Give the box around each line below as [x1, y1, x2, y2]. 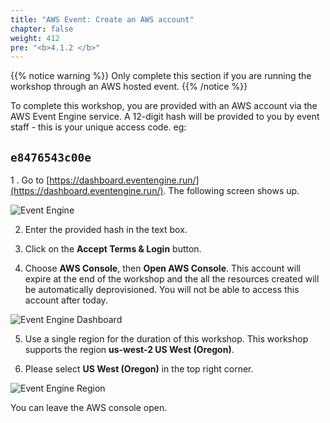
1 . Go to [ [10, 174, 50, 186]
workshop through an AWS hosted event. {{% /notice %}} [10, 81, 248, 93]
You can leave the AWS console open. [10, 402, 168, 414]
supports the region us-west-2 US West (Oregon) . [24, 344, 235, 356]
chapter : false [10, 24, 74, 34]
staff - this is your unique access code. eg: [10, 121, 187, 133]
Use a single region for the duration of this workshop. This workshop [24, 333, 309, 345]
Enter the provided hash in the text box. [24, 224, 188, 236]
